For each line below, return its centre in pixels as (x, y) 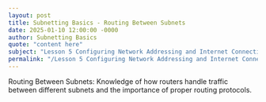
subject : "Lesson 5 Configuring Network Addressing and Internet (118, 52)
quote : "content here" (46, 45)
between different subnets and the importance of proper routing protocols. (130, 89)
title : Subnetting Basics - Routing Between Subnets (97, 23)
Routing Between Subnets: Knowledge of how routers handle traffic (118, 81)
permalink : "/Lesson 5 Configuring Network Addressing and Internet (123, 60)
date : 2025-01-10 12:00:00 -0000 (63, 30)
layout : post (30, 15)
